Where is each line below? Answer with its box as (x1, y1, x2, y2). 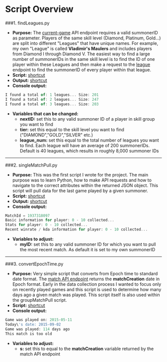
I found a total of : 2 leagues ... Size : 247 (5, 97, 99, 102)
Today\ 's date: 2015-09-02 (5, 322, 61, 327)
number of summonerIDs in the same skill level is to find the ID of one (12, 56, 155, 62)
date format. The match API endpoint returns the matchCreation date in (12, 276, 160, 282)
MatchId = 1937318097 (5, 213, 50, 218)
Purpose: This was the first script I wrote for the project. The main (12, 172, 149, 178)
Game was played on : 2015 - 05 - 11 (5, 318, 72, 323)
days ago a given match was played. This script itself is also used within (12, 292, 160, 298)
